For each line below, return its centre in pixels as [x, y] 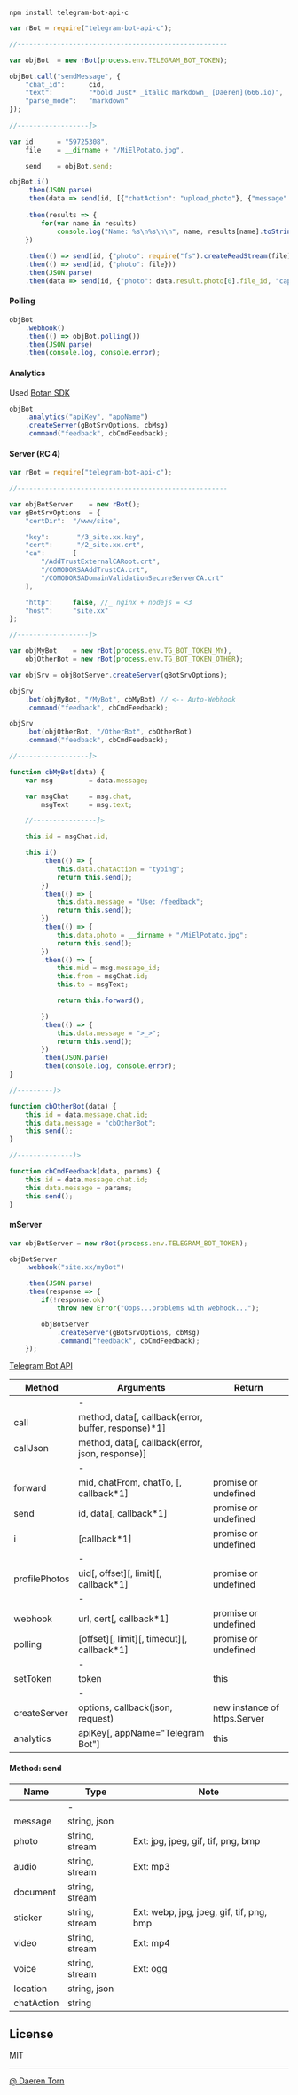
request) [96, 1719]
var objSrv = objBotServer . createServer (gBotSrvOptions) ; [118, 675]
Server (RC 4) [35, 453]
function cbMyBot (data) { [57, 772]
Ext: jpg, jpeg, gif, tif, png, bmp [196, 1840]
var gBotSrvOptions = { [55, 513]
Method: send [35, 1768]
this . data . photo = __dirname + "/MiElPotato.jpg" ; [152, 935]
